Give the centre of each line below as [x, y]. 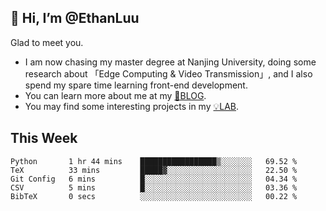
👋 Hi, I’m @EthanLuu [75, 18]
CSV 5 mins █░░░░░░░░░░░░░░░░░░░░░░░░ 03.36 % [154, 187]
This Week [44, 138]
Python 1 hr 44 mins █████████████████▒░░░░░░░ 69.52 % [154, 161]
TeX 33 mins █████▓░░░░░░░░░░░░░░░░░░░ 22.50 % [154, 170]
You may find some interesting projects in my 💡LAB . [132, 106]
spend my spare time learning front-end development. [136, 85]
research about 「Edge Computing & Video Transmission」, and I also [168, 73]
